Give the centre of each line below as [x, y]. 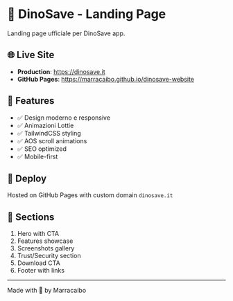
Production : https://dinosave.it [61, 71]
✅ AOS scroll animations [52, 140]
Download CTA [38, 263]
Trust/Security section [49, 256]
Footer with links [41, 271]
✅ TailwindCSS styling [49, 133]
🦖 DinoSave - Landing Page [87, 14]
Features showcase [45, 241]
